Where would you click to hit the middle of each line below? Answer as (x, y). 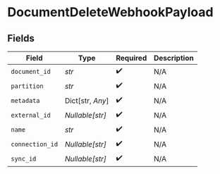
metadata (25, 100)
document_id (31, 72)
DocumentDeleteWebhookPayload (110, 12)
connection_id (35, 144)
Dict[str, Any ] (87, 101)
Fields (21, 38)
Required (132, 58)
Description (174, 58)
